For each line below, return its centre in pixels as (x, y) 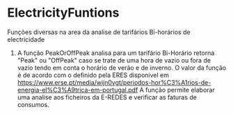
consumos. (33, 104)
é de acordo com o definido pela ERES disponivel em (93, 75)
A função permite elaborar (177, 90)
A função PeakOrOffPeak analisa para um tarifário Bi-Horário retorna (116, 53)
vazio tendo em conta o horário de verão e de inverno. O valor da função (122, 67)
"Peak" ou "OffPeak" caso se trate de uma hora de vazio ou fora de (114, 60)
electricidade (26, 39)
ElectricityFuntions (63, 13)
